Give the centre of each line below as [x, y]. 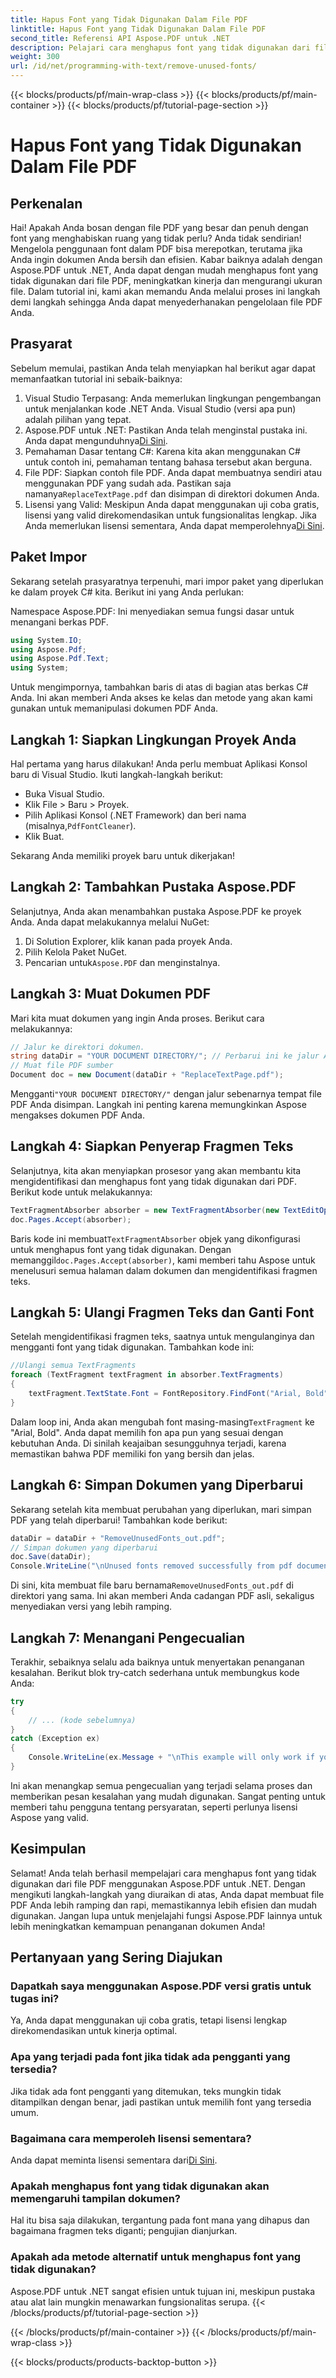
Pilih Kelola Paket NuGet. [76, 952]
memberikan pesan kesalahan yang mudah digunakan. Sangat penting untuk [168, 1796]
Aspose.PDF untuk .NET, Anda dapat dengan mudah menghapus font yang [164, 270]
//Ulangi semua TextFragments [73, 1366]
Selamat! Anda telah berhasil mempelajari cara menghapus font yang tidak [163, 1873]
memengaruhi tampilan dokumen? [95, 2198]
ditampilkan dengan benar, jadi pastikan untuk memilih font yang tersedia [161, 2102]
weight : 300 [35, 57]
